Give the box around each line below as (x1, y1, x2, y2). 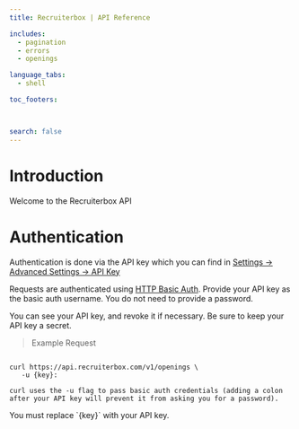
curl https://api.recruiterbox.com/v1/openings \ (9, 363, 199, 372)
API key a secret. (9, 320, 72, 330)
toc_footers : (9, 95, 58, 104)
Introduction (9, 165, 104, 186)
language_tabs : (9, 71, 66, 80)
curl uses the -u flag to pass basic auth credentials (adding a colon (9, 386, 283, 395)
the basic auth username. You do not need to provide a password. (9, 293, 254, 303)
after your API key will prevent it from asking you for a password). (9, 394, 279, 403)
